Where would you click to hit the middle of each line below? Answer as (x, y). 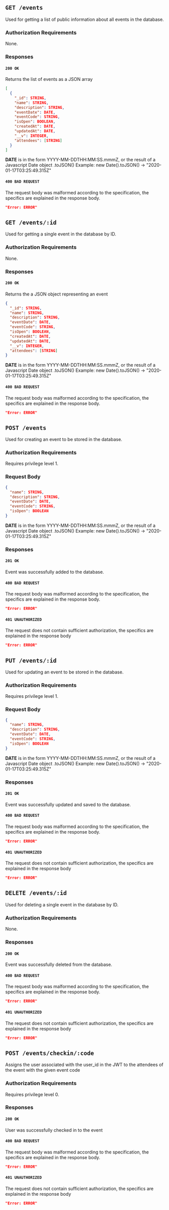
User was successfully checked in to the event (54, 1130)
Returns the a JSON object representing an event (57, 294)
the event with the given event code (43, 1070)
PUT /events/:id (31, 660)
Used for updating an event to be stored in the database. (64, 672)
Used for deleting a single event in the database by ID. (62, 904)
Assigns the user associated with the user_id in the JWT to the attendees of (84, 1065)
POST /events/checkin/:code (50, 1053)
